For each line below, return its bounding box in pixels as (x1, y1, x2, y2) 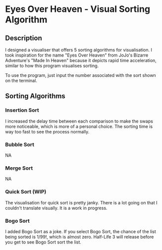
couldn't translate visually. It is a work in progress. (5, 205, 108, 211)
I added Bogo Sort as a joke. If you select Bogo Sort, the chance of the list (5, 228, 156, 234)
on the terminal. (5, 78, 37, 83)
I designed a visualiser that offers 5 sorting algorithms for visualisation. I (5, 47, 152, 53)
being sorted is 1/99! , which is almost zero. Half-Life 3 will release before (5, 234, 154, 240)
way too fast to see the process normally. (5, 128, 90, 134)
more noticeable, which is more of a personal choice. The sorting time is (5, 123, 153, 129)
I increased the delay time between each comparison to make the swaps (5, 118, 154, 124)
